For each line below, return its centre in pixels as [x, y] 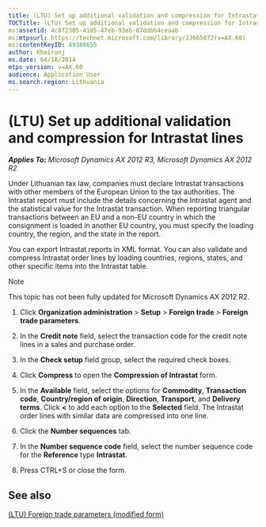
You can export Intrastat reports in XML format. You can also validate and [128, 250]
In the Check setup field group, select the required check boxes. [125, 360]
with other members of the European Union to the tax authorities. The [122, 192]
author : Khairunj [37, 52]
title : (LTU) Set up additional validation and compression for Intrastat [134, 15]
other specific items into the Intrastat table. [78, 266]
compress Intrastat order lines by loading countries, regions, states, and [125, 258]
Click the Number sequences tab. [75, 431]
